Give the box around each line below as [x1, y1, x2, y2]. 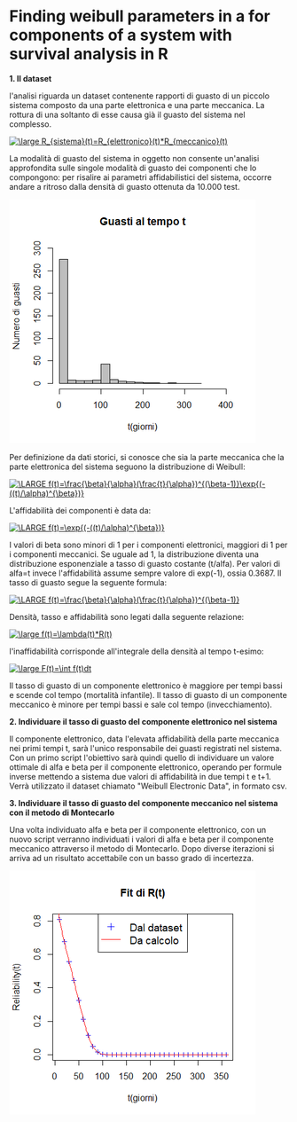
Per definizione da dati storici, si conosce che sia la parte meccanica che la [9, 451, 285, 462]
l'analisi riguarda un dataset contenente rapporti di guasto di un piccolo [9, 90, 270, 101]
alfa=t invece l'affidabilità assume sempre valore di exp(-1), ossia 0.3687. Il [9, 568, 282, 578]
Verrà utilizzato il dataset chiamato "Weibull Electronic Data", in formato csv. [9, 781, 287, 791]
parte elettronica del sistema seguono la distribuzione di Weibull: [9, 461, 246, 472]
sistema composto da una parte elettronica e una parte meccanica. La [9, 99, 265, 110]
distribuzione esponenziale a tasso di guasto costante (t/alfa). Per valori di [9, 558, 281, 569]
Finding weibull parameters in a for [9, 6, 270, 27]
